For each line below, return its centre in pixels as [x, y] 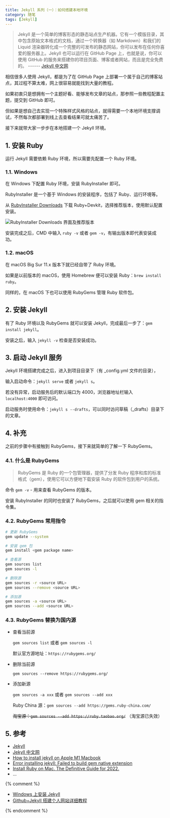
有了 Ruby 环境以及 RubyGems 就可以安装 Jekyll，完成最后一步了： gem [79, 323]
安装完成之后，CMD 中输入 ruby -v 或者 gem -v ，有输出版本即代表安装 [79, 233]
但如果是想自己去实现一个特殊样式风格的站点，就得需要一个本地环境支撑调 [83, 111]
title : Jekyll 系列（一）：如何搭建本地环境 [47, 10]
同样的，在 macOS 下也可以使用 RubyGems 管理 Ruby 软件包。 [71, 292]
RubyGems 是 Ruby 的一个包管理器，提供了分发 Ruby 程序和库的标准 [89, 473]
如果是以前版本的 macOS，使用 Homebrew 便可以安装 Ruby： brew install [83, 275]
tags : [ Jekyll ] [21, 19]
